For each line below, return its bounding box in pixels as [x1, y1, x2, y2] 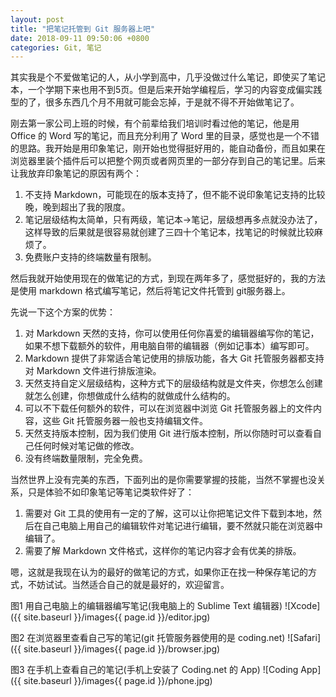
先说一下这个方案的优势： [10, 306, 116, 318]
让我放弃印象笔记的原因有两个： [10, 167, 142, 180]
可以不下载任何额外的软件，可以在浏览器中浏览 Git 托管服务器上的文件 [24, 402, 314, 415]
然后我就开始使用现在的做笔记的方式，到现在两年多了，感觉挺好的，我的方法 [10, 272, 326, 285]
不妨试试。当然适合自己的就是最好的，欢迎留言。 [27, 579, 230, 591]
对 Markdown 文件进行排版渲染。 [24, 365, 162, 377]
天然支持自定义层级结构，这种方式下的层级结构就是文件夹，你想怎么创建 [24, 377, 323, 390]
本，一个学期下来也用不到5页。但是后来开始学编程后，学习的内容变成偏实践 [10, 84, 323, 96]
